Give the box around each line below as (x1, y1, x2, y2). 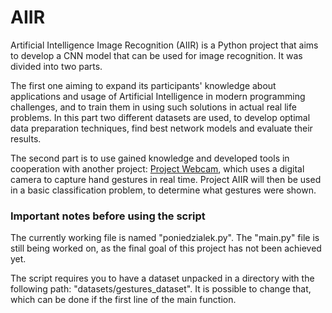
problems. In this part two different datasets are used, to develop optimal (10, 111, 311, 123)
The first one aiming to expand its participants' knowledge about (10, 79, 277, 91)
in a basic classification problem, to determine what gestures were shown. (10, 184, 317, 196)
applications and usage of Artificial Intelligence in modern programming (10, 90, 306, 102)
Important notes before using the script (10, 209, 206, 223)
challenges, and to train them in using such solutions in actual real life (10, 101, 297, 113)
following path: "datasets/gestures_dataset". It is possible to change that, (10, 283, 312, 295)
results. (10, 132, 42, 145)
